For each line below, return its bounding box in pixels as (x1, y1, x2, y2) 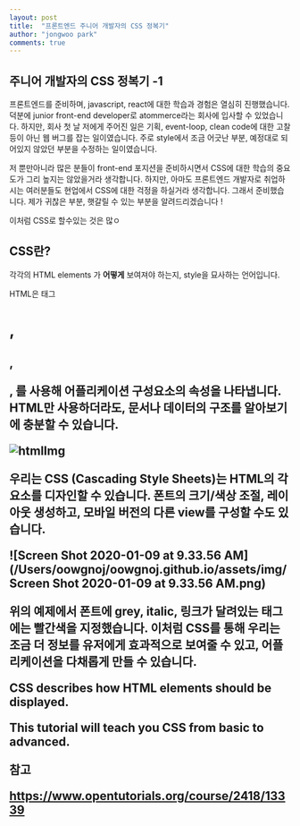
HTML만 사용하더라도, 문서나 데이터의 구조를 (9, 400, 242, 416)
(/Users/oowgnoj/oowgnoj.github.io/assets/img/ (9, 562, 287, 577)
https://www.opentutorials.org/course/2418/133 (9, 788, 286, 804)
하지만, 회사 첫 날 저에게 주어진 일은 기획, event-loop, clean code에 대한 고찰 (21, 122, 291, 132)
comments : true (9, 38, 66, 47)
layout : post (9, 13, 58, 22)
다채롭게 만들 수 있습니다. (65, 654, 198, 669)
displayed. (9, 694, 70, 710)
